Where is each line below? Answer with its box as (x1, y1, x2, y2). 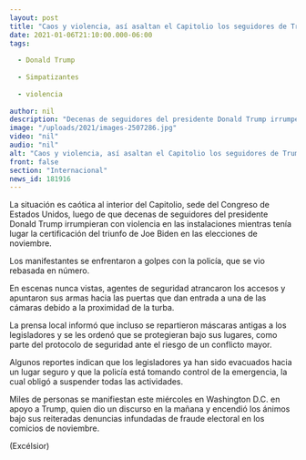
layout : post (9, 13, 59, 23)
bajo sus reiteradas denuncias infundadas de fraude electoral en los (9, 414, 265, 424)
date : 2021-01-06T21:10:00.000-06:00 (9, 30, 153, 39)
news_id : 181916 (9, 174, 71, 183)
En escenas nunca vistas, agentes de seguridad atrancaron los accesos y (9, 283, 286, 294)
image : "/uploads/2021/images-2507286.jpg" (9, 124, 178, 133)
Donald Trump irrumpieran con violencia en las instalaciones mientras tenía (9, 219, 292, 230)
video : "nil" (9, 132, 59, 141)
